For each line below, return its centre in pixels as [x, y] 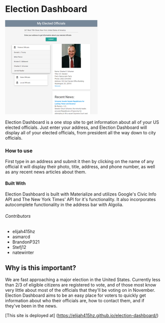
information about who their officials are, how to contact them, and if [75, 301]
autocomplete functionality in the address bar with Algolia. [64, 205]
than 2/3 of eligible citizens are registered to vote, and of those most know [81, 285]
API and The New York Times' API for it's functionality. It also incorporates [81, 200]
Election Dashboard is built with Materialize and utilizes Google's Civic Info [81, 194]
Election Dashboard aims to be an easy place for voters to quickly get [76, 295]
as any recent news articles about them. [46, 172]
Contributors [18, 216]
